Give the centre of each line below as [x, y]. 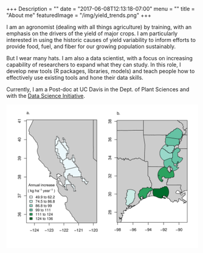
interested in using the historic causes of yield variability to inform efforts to [101, 40]
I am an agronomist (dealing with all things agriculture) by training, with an [99, 27]
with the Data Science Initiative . [46, 96]
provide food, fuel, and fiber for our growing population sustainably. [91, 46]
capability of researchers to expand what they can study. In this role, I [94, 64]
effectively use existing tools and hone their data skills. [75, 78]
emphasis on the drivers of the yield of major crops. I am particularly [92, 33]
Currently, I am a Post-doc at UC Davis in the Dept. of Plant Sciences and [98, 89]
